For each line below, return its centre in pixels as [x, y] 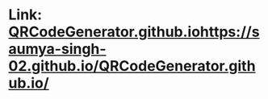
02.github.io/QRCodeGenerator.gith [132, 66]
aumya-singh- [57, 49]
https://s [230, 32]
